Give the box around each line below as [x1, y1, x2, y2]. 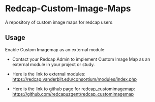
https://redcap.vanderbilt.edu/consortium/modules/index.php [12, 76, 137, 82]
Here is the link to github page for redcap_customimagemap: [12, 86, 135, 92]
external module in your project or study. [12, 61, 95, 67]
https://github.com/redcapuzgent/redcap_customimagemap [12, 91, 134, 97]
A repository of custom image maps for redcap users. [5, 19, 114, 25]
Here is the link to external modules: [12, 71, 86, 77]
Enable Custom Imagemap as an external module [5, 46, 105, 52]
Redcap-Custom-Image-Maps [5, 3, 131, 14]
